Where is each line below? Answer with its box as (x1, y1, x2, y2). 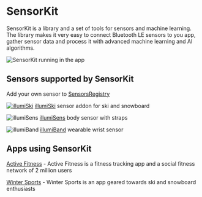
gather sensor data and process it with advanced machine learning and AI (6, 37, 193, 45)
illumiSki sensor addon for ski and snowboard (34, 102, 150, 109)
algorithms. (6, 44, 35, 52)
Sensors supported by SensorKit (6, 74, 134, 84)
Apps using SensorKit (6, 144, 92, 154)
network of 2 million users (6, 166, 72, 174)
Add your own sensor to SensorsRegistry (6, 90, 110, 98)
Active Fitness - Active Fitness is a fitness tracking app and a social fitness (6, 160, 195, 167)
